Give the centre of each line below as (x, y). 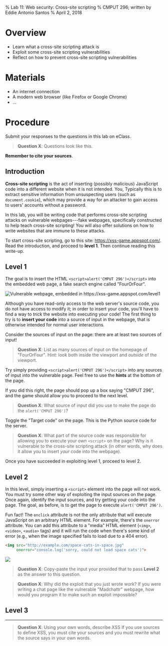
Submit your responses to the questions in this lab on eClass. (68, 136)
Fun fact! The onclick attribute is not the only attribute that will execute (78, 515)
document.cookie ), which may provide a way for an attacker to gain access (81, 200)
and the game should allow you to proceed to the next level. (67, 396)
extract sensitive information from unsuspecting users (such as (70, 194)
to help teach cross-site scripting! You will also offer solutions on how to (79, 225)
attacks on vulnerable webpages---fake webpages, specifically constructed (83, 220)
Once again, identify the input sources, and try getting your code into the (80, 500)
